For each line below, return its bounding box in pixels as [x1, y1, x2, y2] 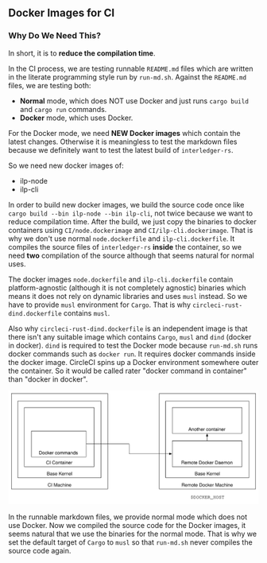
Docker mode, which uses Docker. [19, 113, 133, 122]
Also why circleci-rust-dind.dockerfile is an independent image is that [8, 324, 248, 333]
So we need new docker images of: [8, 161, 125, 170]
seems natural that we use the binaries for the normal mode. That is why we [8, 529, 257, 538]
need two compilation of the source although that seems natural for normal [8, 250, 254, 260]
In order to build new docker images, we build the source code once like [8, 200, 245, 209]
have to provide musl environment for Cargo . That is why [8, 300, 192, 309]
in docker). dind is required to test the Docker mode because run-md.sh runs [8, 340, 258, 350]
